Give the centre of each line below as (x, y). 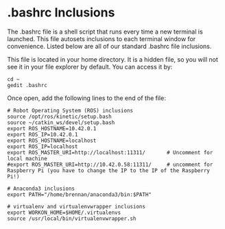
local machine (27, 158)
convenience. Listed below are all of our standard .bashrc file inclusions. (109, 46)
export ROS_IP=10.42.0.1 (43, 134)
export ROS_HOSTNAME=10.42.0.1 (52, 128)
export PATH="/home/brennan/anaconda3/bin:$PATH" (80, 194)
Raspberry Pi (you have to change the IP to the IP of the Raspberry (109, 170)
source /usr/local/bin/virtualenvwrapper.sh (72, 218)
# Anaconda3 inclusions (41, 189)
